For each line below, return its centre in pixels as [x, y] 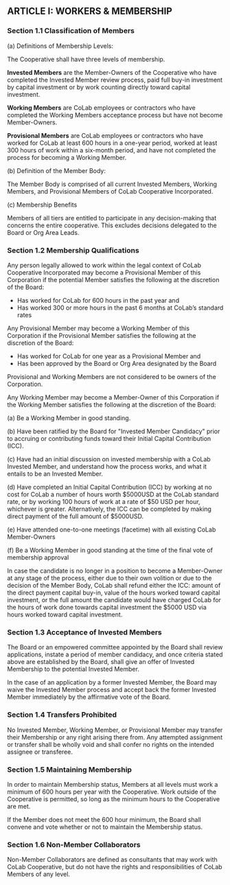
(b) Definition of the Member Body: [57, 170]
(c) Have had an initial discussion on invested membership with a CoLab [109, 459]
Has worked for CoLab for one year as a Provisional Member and [109, 356]
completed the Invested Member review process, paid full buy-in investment [115, 80]
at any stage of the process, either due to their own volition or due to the [110, 578]
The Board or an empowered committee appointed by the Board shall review [115, 647]
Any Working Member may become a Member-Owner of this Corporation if [113, 397]
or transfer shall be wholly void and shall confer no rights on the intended [111, 744]
